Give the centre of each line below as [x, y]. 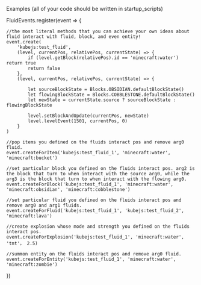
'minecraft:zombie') [32, 265]
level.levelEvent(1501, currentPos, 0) [78, 121]
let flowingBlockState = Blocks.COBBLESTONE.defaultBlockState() [112, 95]
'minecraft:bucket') [32, 158]
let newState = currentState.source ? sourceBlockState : [102, 100]
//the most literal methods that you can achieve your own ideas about [98, 31]
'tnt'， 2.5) [22, 243]
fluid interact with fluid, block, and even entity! [74, 37]
